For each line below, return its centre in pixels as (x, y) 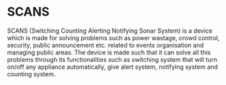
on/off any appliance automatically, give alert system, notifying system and (113, 67)
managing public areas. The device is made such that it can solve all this (109, 52)
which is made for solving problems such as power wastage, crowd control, (113, 37)
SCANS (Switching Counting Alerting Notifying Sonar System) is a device (110, 31)
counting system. (31, 74)
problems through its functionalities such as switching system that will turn (112, 59)
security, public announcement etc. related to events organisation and (105, 45)
